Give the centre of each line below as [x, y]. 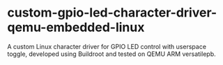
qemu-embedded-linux [76, 27]
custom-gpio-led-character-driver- [112, 13]
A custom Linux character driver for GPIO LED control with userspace [107, 46]
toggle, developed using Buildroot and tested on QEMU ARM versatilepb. [111, 54]
